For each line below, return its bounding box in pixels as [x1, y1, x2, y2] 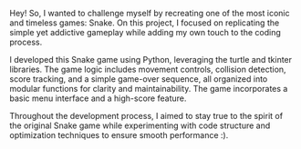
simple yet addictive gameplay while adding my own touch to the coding [9, 27, 281, 37]
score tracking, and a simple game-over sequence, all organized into [9, 74, 268, 84]
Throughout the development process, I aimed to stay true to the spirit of [9, 111, 284, 121]
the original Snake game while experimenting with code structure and [9, 120, 271, 131]
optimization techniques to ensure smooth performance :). [9, 130, 229, 140]
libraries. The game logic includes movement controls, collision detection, [9, 64, 286, 74]
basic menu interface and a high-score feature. [9, 93, 187, 104]
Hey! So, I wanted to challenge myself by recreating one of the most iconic [9, 8, 290, 18]
